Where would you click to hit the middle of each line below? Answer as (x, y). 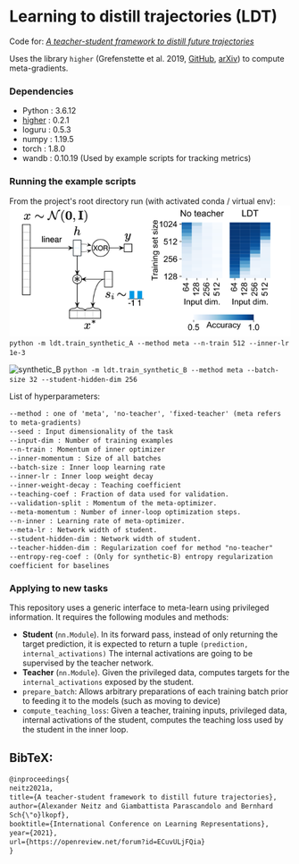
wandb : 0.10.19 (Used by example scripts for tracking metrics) (137, 158)
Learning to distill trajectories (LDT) (144, 17)
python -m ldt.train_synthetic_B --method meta (153, 370)
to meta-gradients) (46, 422)
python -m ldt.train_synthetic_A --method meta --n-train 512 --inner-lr (149, 343)
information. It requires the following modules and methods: (119, 617)
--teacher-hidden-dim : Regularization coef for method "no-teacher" (141, 547)
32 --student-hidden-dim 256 (83, 379)
